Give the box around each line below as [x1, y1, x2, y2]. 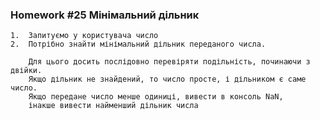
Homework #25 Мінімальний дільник [10, 8, 200, 22]
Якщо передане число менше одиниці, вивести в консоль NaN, [28, 92, 284, 102]
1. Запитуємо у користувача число [10, 31, 159, 41]
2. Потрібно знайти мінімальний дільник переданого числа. [10, 39, 267, 50]
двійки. [10, 66, 43, 76]
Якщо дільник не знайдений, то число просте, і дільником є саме [28, 74, 307, 85]
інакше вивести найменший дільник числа [28, 101, 199, 111]
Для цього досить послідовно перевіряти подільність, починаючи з [28, 57, 311, 67]
